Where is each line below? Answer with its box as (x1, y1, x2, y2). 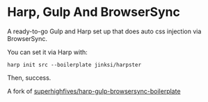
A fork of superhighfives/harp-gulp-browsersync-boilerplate (7, 87, 181, 95)
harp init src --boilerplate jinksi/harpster (7, 61, 141, 68)
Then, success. (7, 74, 51, 82)
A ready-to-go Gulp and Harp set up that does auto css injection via (7, 27, 202, 35)
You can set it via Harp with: (7, 48, 88, 56)
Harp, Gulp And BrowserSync (7, 4, 181, 20)
